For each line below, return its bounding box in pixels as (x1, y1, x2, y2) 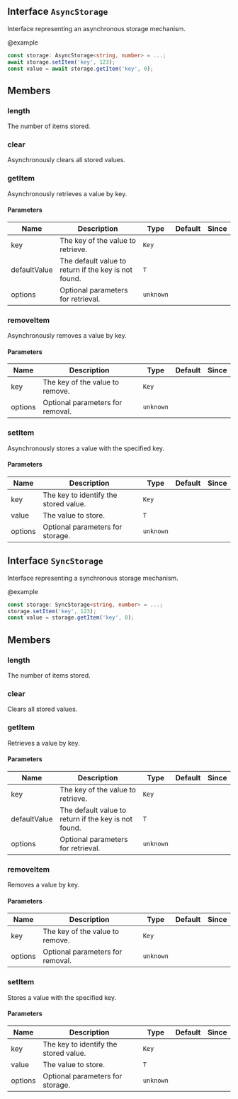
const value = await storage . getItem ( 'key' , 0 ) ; (7, 65, 154, 72)
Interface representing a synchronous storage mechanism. (7, 574, 178, 582)
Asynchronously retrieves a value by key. (7, 189, 127, 198)
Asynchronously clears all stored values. (7, 156, 126, 164)
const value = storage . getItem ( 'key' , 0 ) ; (7, 614, 135, 622)
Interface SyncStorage (7, 555, 104, 567)
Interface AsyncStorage (7, 6, 108, 18)
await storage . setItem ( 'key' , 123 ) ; (7, 58, 115, 66)
